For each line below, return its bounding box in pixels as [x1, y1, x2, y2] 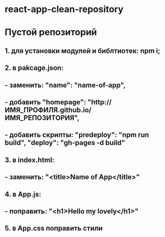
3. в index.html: [5, 155, 55, 164]
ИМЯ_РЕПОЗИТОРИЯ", [5, 113, 80, 122]
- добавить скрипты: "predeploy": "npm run [5, 131, 149, 139]
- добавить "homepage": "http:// [5, 98, 112, 106]
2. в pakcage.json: [5, 64, 64, 72]
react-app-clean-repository [5, 4, 124, 15]
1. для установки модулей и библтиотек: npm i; [5, 46, 160, 55]
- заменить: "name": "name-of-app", [5, 81, 126, 89]
